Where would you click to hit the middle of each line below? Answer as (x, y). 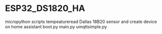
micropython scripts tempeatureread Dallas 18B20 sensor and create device (81, 22)
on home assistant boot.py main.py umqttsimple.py (56, 26)
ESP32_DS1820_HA (45, 8)
